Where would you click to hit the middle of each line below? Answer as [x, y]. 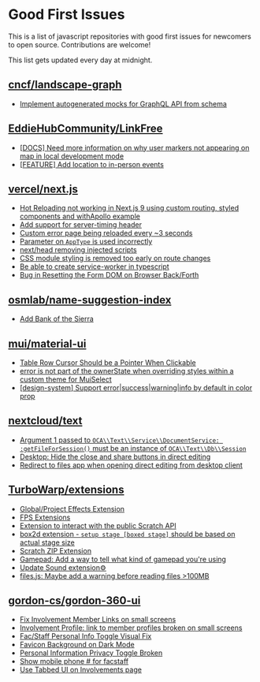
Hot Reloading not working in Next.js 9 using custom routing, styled [129, 208]
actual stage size [47, 542]
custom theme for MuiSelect [65, 379]
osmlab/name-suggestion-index [90, 300]
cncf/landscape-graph [65, 85]
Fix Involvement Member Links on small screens [98, 620]
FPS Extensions [45, 517]
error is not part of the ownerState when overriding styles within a [126, 371]
